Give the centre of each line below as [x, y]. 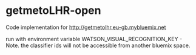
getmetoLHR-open [53, 11]
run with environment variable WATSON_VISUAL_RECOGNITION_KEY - [94, 39]
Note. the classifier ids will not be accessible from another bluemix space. [98, 45]
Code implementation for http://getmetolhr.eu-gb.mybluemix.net [86, 27]
